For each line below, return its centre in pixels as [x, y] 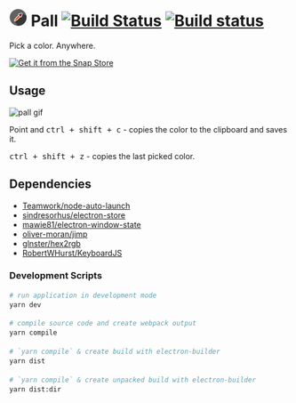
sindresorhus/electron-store [74, 215]
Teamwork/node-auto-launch [76, 206]
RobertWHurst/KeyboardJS [72, 253]
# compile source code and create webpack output [103, 324]
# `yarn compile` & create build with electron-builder [115, 352]
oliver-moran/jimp [55, 234]
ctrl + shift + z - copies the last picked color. [102, 156]
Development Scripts [56, 276]
